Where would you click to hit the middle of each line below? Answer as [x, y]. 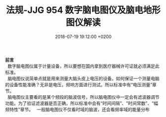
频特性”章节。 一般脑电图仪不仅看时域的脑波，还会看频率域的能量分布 [77, 109]
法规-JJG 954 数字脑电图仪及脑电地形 [83, 10]
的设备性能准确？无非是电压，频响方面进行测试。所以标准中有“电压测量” [79, 84]
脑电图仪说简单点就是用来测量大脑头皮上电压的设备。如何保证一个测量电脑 [83, 78]
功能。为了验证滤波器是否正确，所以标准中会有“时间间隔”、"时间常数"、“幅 [82, 103]
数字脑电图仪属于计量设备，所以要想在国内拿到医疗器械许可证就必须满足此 [83, 66]
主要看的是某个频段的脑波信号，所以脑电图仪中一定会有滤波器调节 [92, 97]
